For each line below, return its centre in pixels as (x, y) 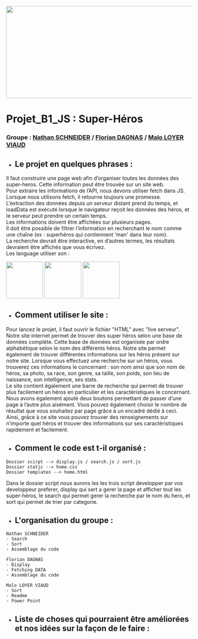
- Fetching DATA (26, 570)
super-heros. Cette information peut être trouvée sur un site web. (85, 184)
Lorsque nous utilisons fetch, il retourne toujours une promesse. (84, 196)
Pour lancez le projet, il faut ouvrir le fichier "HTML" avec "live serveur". (93, 329)
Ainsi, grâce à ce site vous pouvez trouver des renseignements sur (87, 417)
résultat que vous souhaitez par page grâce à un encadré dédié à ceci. (92, 411)
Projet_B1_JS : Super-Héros (75, 119)
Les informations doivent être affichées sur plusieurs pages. (79, 222)
